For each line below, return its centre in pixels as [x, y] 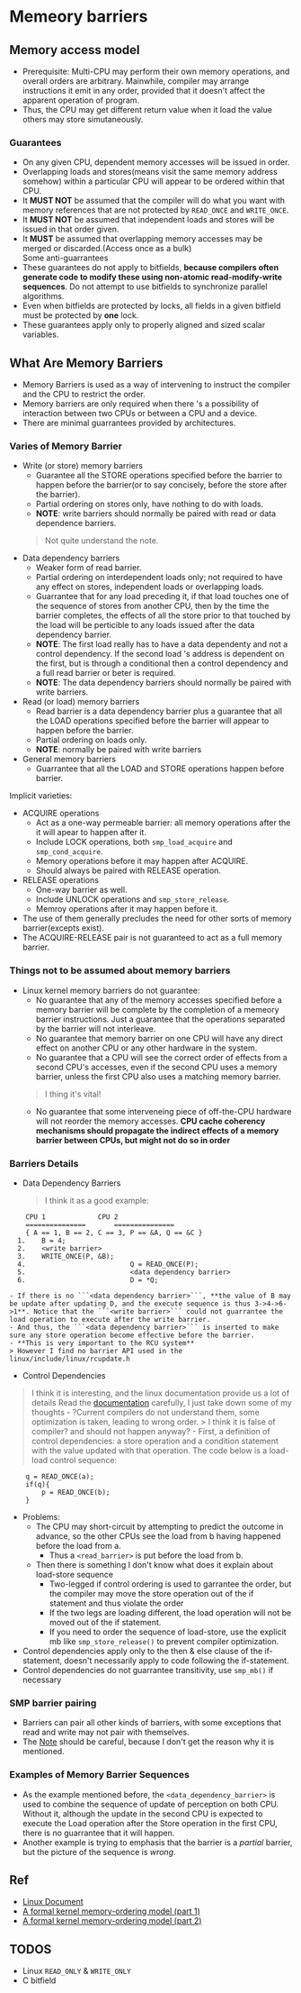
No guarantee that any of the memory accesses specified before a [159, 1000]
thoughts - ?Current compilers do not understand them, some [146, 1412]
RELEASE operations [60, 880]
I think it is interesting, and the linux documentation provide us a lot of [160, 1393]
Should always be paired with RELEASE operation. [128, 870]
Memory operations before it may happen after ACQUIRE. [142, 861]
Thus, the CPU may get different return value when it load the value [147, 109]
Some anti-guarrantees [65, 258]
